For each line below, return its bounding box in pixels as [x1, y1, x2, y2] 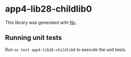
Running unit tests [5, 34, 62, 42]
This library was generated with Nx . [5, 19, 77, 25]
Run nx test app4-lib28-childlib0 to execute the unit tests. [5, 46, 127, 52]
